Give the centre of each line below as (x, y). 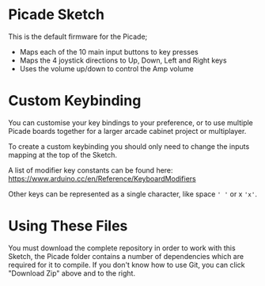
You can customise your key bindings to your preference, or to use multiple (131, 122)
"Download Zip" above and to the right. (72, 273)
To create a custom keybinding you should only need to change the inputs (129, 146)
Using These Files (68, 226)
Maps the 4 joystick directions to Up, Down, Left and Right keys (123, 60)
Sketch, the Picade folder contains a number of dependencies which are (126, 256)
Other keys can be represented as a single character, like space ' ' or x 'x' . (132, 194)
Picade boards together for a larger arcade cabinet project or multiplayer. (127, 131)
